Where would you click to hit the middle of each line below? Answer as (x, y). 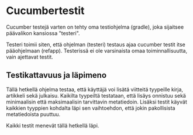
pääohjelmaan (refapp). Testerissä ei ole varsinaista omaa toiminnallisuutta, (97, 50)
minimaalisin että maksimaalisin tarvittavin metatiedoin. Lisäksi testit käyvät (96, 102)
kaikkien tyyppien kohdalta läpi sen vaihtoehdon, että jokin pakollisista (91, 108)
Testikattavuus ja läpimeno (56, 75)
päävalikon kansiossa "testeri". (43, 33)
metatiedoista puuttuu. (33, 114)
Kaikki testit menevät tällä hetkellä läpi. (53, 125)
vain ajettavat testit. (30, 57)
